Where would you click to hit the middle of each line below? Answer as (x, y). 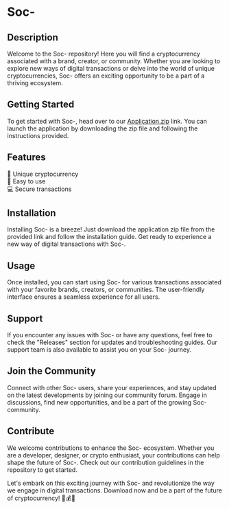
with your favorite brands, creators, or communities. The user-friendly (106, 290)
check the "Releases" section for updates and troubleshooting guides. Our (112, 342)
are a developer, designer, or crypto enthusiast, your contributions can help (114, 455)
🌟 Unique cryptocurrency (43, 174)
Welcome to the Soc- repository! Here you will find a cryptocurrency (104, 54)
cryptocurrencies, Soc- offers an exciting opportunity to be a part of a (106, 76)
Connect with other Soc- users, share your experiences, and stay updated (112, 387)
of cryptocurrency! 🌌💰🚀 (41, 498)
